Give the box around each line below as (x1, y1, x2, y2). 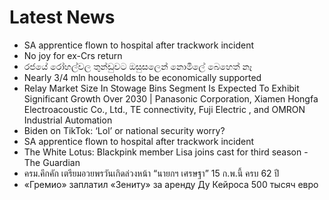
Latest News (9, 6, 116, 29)
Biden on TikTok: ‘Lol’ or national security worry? (23, 124, 226, 136)
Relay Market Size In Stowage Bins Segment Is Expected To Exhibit (23, 82, 300, 94)
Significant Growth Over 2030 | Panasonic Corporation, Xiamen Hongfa (23, 92, 319, 105)
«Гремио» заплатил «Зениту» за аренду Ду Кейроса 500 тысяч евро (23, 178, 319, 190)
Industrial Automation (23, 114, 113, 126)
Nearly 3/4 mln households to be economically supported (23, 71, 262, 83)
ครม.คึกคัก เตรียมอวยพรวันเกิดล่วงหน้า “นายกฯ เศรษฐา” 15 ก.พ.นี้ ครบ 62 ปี (23, 167, 280, 179)
